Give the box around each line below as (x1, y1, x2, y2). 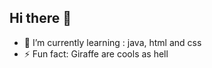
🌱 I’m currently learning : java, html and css (23, 36, 202, 48)
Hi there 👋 (9, 10, 72, 27)
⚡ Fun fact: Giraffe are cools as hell (23, 47, 169, 60)
